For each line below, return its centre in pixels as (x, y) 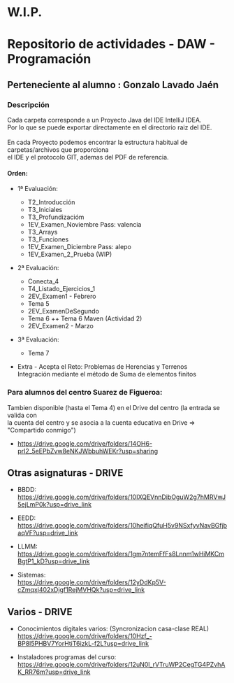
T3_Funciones (48, 239)
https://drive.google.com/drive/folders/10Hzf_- (85, 636)
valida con (22, 415)
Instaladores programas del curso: (67, 657)
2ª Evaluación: (38, 268)
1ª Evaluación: (37, 189)
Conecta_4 (43, 281)
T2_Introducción (51, 202)
